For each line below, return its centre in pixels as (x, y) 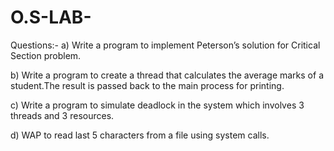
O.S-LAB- (51, 17)
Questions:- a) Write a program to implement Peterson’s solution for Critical (165, 45)
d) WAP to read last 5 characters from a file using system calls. (140, 135)
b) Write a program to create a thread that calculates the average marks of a (167, 75)
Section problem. (46, 55)
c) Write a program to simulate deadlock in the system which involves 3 (157, 105)
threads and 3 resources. (62, 115)
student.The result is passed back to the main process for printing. (147, 85)
